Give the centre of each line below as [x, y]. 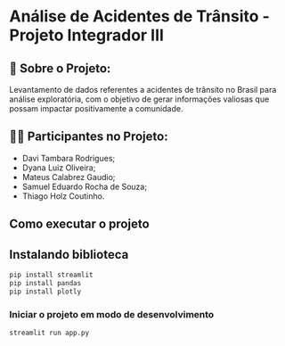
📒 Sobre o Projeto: [60, 68]
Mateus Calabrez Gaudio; [69, 177]
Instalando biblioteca [69, 255]
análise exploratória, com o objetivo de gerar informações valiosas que [139, 99]
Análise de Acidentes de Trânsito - [139, 16]
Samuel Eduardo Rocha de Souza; [85, 186]
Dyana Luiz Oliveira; [59, 168]
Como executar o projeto [79, 224]
